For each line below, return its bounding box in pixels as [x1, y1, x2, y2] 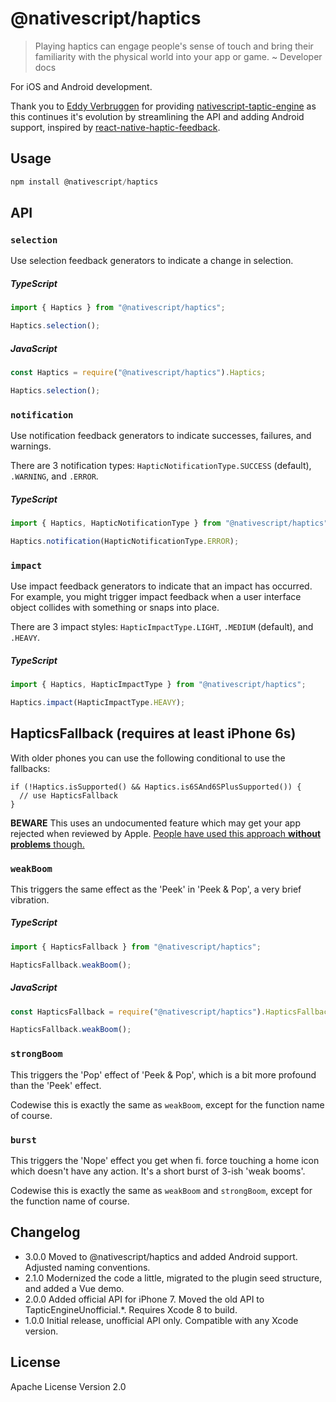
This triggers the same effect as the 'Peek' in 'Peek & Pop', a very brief [10, 883, 302, 895]
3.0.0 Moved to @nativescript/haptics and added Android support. [24, 1250, 298, 1262]
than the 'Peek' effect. [10, 1079, 102, 1091]
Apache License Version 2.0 [10, 1380, 127, 1392]
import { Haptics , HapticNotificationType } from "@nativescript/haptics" [10, 518, 329, 529]
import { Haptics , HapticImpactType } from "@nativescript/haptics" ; [10, 680, 307, 690]
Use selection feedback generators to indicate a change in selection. [10, 255, 294, 267]
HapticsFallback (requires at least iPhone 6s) [10, 725, 297, 742]
